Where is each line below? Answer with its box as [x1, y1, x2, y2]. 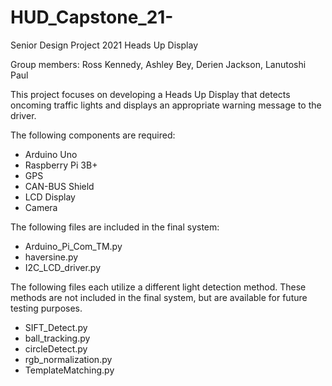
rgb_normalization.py [24, 353, 113, 365]
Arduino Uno [24, 148, 78, 160]
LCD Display [24, 191, 76, 203]
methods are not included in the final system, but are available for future [10, 291, 308, 303]
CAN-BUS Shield [24, 180, 95, 192]
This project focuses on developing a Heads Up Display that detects [10, 88, 291, 100]
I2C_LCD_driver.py [24, 261, 102, 273]
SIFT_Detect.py [24, 321, 88, 333]
